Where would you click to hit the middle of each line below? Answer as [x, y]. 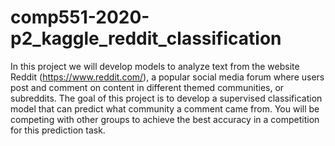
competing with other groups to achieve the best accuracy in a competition [165, 119]
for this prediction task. [58, 130]
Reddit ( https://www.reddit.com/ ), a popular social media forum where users [167, 77]
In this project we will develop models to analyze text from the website [155, 66]
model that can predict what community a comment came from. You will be [165, 108]
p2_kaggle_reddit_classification [146, 38]
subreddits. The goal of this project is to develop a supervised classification [166, 98]
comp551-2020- [80, 17]
